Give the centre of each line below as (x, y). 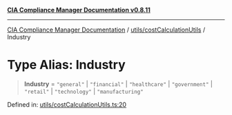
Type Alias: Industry (66, 65)
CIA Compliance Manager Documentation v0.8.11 (79, 10)
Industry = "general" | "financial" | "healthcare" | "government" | (118, 84)
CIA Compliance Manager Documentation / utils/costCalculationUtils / (106, 30)
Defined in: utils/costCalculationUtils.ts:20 (67, 104)
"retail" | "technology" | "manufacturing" (84, 91)
